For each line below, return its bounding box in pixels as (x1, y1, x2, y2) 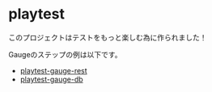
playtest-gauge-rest (19, 65, 87, 75)
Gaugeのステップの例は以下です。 (8, 49, 122, 59)
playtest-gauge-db (19, 74, 83, 84)
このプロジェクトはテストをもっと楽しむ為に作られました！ (8, 32, 207, 42)
